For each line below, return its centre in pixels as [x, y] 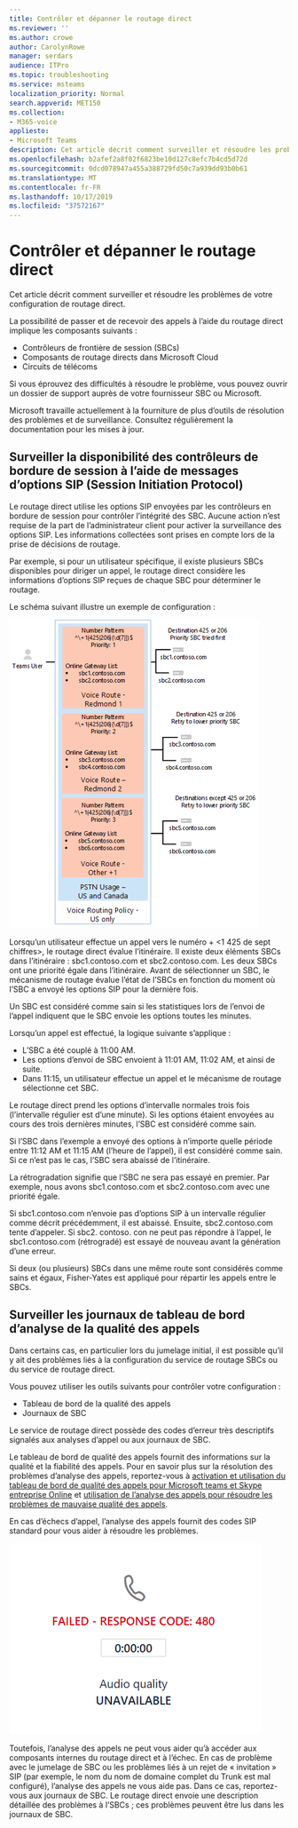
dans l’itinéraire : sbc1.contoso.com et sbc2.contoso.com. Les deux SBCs [143, 961]
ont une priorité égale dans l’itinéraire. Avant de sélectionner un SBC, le [140, 970]
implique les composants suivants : [73, 331]
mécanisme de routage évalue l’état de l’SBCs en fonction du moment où [142, 979]
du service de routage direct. [62, 1369]
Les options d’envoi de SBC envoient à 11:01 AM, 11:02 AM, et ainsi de [149, 1059]
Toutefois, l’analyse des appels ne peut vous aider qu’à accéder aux [133, 1748]
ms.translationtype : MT [53, 178]
